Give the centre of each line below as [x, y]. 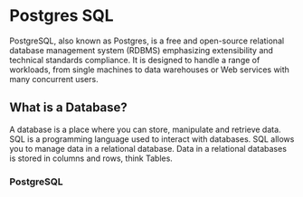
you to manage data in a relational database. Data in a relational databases [148, 148]
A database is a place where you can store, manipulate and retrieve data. [146, 129]
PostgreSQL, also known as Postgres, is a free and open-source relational [147, 41]
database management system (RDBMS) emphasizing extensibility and [142, 50]
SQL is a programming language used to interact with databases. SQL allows [152, 139]
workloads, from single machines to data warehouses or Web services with [149, 70]
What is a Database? [69, 108]
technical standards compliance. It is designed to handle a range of [135, 60]
